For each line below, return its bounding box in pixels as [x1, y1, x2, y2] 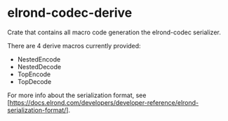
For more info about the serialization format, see [7, 91, 147, 99]
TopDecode [17, 77, 52, 85]
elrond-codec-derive [7, 5, 133, 21]
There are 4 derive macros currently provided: [7, 41, 142, 50]
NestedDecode [17, 62, 62, 71]
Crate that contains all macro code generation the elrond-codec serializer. [7, 28, 221, 36]
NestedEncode [17, 55, 61, 64]
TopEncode [17, 70, 51, 78]
